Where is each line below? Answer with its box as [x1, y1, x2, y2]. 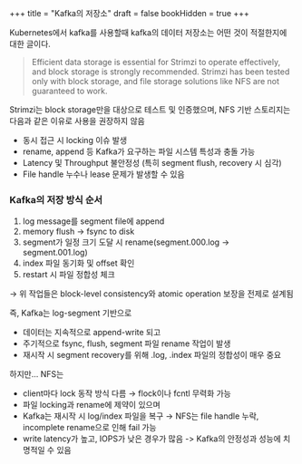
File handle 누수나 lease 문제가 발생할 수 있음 [22, 169, 185, 179]
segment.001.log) [22, 247, 88, 258]
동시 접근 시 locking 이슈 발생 [22, 135, 128, 145]
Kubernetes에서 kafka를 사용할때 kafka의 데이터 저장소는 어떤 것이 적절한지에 [9, 27, 287, 38]
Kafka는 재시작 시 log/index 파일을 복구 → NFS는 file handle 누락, [22, 411, 259, 421]
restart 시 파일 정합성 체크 [22, 269, 115, 280]
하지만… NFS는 [9, 369, 64, 380]
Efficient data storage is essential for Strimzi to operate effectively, [31, 57, 281, 67]
